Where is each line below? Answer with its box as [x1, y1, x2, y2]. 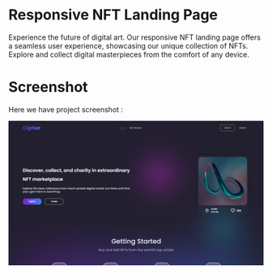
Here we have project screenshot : [8, 104, 124, 114]
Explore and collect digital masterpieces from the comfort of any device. [8, 49, 249, 59]
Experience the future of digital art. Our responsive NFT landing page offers [8, 32, 261, 42]
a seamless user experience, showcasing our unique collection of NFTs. [8, 40, 249, 50]
